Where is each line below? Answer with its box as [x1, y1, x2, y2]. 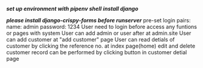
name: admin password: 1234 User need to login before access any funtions [6, 23, 198, 30]
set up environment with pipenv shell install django [6, 5, 139, 12]
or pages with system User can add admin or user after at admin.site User [6, 29, 191, 37]
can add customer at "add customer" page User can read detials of [6, 36, 175, 43]
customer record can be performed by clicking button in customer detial [6, 49, 187, 56]
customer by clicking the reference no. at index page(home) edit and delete [6, 42, 196, 49]
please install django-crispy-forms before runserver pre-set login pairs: [6, 17, 191, 23]
